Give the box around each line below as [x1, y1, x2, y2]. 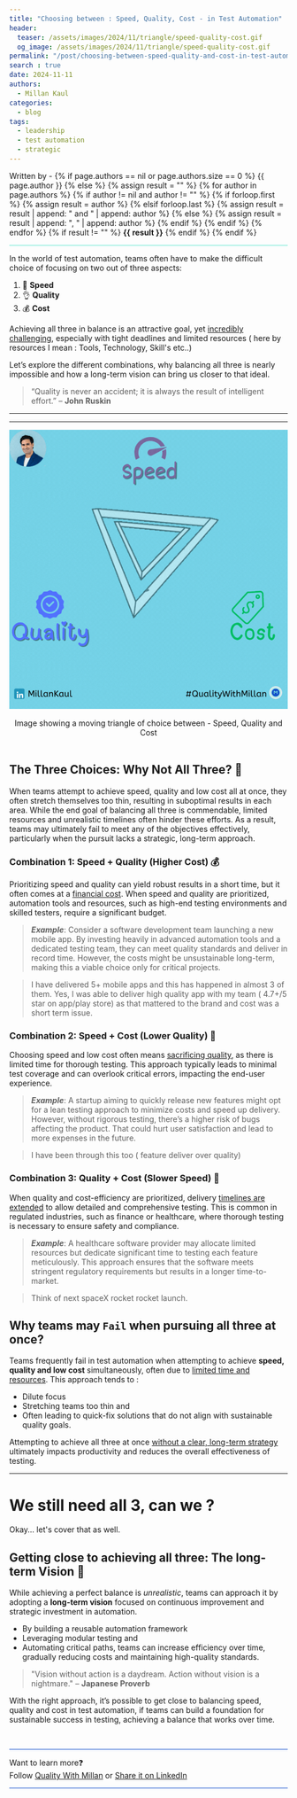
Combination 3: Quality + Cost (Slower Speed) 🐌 [9, 1172, 220, 1185]
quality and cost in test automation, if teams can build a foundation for [9, 1705, 264, 1716]
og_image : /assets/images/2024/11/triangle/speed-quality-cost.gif [17, 43, 271, 51]
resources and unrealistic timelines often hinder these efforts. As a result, [9, 813, 277, 824]
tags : [9, 117, 29, 126]
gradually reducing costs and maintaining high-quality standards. [21, 1652, 260, 1662]
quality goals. [21, 1420, 72, 1430]
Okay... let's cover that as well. [9, 1524, 121, 1535]
